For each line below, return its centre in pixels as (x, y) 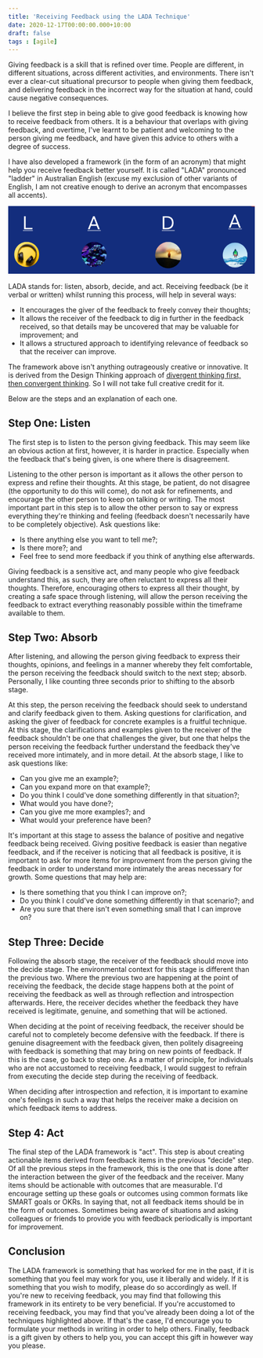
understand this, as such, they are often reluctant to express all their (118, 579)
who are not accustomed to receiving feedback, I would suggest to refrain (128, 1068)
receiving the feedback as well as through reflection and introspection (121, 995)
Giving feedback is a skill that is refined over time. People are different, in (126, 65)
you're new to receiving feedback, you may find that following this (115, 1295)
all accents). (28, 195)
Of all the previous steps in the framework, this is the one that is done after (128, 1168)
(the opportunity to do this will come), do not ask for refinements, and (120, 491)
